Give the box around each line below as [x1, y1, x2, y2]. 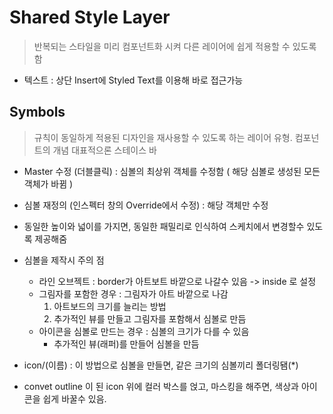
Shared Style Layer [9, 6, 171, 29]
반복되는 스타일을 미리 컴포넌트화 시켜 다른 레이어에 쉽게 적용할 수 [33, 40, 291, 52]
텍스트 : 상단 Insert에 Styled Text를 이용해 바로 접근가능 [23, 74, 244, 86]
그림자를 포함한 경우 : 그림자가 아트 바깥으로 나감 [38, 287, 229, 300]
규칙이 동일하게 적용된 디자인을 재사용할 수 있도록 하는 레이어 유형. [33, 131, 293, 143]
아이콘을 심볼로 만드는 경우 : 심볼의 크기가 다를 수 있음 [38, 325, 250, 337]
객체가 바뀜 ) [23, 177, 74, 190]
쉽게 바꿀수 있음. [42, 392, 107, 405]
